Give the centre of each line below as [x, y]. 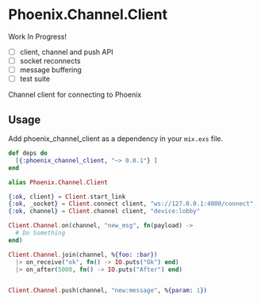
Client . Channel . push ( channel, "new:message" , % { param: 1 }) [108, 291]
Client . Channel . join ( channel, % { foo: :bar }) [83, 254]
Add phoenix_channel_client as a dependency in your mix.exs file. [116, 139]
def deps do [28, 153]
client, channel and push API [66, 52]
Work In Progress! [38, 36]
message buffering [50, 70]
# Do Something [40, 233]
